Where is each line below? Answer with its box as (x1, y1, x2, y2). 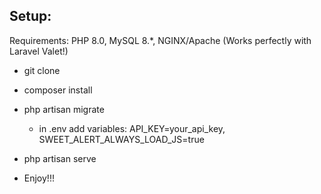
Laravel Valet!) (9, 45, 69, 57)
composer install (23, 84, 93, 96)
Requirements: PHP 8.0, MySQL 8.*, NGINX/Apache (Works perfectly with (9, 34, 312, 46)
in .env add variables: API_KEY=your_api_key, (38, 122, 226, 134)
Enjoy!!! (23, 172, 55, 184)
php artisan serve (23, 152, 97, 164)
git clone (23, 64, 61, 76)
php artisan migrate (23, 103, 105, 115)
